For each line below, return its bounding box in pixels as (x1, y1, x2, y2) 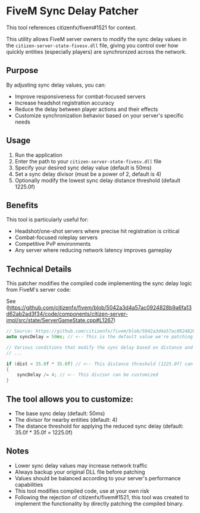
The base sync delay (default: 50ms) (14, 410, 105, 417)
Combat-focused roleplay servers (14, 234, 98, 241)
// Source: (6, 328, 33, 335)
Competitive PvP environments (14, 240, 91, 248)
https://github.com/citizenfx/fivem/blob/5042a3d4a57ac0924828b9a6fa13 (8, 304, 192, 311)
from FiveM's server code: (6, 286, 71, 293)
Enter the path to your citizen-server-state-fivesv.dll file (14, 157, 162, 165)
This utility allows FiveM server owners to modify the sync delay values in (6, 35, 187, 42)
